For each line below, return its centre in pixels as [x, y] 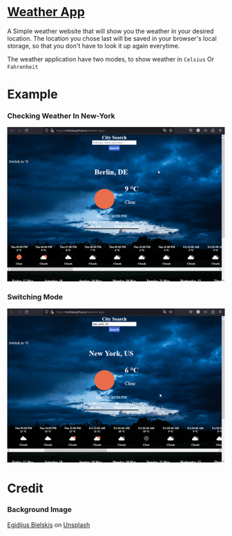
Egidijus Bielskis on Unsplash [49, 524]
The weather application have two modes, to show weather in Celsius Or [111, 59]
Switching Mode [35, 297]
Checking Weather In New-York [61, 116]
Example [32, 95]
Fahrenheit [23, 67]
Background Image [40, 510]
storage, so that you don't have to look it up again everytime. [94, 46]
